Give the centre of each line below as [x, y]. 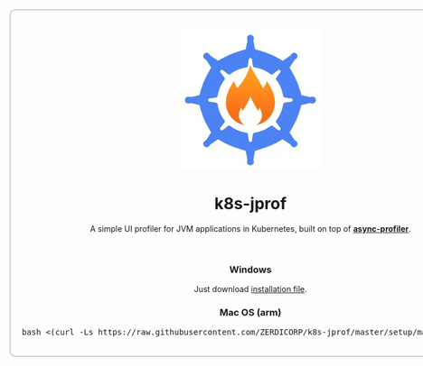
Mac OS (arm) [251, 313]
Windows [250, 270]
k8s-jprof [250, 204]
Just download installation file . [250, 289]
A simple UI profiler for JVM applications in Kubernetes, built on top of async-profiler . [250, 228]
